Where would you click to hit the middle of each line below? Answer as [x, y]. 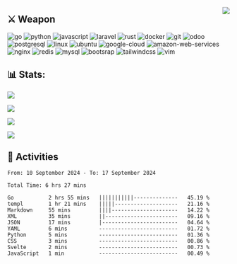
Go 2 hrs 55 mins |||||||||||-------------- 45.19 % [109, 198]
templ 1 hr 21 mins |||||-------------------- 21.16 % [109, 204]
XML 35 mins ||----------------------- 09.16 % [109, 217]
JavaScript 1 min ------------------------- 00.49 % [109, 254]
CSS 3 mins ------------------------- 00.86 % [109, 241]
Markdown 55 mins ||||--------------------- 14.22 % [109, 210]
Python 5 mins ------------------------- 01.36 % [109, 235]
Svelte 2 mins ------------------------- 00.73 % [109, 248]
